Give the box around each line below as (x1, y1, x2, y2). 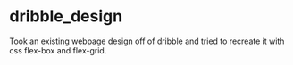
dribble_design (9, 6, 123, 27)
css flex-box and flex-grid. (9, 45, 107, 55)
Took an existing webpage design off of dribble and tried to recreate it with (9, 36, 285, 46)
